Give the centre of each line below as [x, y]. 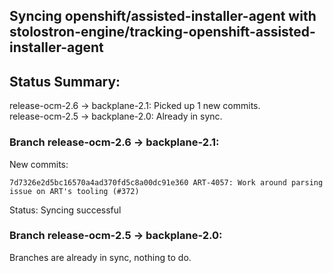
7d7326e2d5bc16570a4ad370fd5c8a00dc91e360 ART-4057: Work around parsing [166, 182]
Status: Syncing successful [65, 210]
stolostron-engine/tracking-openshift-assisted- [162, 32]
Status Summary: [65, 81]
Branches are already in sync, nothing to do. [100, 257]
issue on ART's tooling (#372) [74, 191]
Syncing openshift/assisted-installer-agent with [163, 16]
